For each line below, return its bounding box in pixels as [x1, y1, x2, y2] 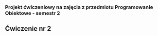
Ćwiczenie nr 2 [5, 24, 52, 33]
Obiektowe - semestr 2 [5, 10, 60, 16]
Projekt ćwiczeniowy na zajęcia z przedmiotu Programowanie [5, 4, 153, 11]
